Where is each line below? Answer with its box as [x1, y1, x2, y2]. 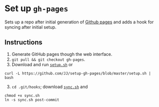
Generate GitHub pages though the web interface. [11, 51, 113, 57]
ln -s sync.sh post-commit [4, 97, 60, 102]
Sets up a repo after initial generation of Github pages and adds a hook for [4, 19, 154, 25]
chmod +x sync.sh [4, 93, 40, 98]
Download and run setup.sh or [11, 61, 73, 67]
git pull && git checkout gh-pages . [11, 56, 86, 62]
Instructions [4, 38, 42, 47]
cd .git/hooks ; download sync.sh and [11, 84, 88, 89]
